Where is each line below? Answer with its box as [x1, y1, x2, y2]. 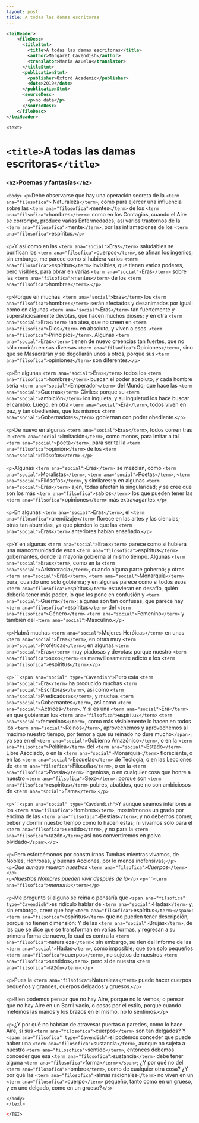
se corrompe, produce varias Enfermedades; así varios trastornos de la [6, 217, 181, 224]
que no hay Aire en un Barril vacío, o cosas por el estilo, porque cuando [6, 1001, 182, 1008]
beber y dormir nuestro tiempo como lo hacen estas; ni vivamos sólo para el [6, 819, 193, 826]
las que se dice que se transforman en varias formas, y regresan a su [6, 926, 176, 933]
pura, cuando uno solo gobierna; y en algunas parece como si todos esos [6, 578, 187, 585]
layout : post [6, 8, 39, 15]
